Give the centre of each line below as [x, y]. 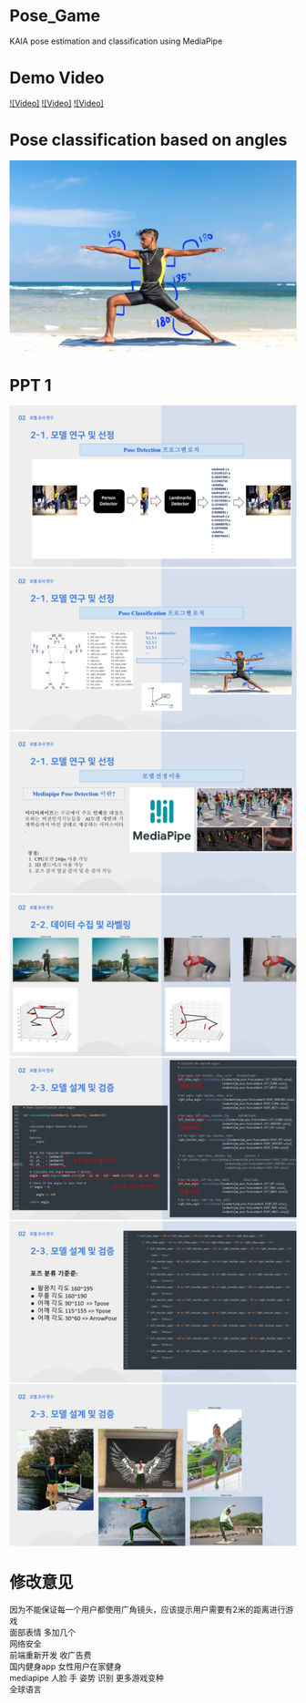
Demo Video [57, 78]
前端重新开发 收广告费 [51, 1655]
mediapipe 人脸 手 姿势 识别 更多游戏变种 [87, 1677]
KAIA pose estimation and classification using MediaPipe [116, 41]
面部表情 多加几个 [42, 1632]
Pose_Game [55, 16]
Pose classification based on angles [148, 140]
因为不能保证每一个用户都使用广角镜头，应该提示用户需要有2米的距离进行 [148, 1609]
